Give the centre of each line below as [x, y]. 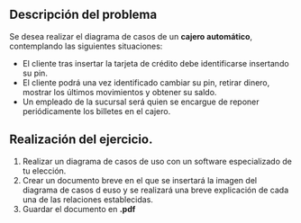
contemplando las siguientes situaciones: [86, 46]
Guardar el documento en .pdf [79, 209]
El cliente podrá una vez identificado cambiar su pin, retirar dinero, [146, 82]
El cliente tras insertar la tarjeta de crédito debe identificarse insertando [156, 63]
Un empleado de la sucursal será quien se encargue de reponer [141, 102]
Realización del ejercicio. [81, 140]
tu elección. [44, 171]
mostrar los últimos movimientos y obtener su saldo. [119, 92]
